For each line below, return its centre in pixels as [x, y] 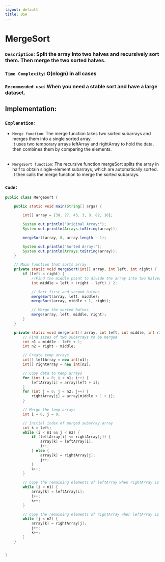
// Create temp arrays [46, 355]
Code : [11, 187]
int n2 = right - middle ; [49, 346]
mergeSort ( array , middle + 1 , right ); [71, 301]
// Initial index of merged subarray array [68, 423]
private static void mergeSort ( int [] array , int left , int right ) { [85, 269]
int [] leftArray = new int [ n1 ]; [56, 360]
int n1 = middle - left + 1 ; [53, 342]
